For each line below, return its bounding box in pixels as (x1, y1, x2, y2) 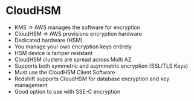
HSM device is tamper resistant (14, 49, 93, 56)
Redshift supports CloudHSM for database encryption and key (14, 75, 170, 82)
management (14, 81, 48, 88)
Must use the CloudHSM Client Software (14, 68, 115, 76)
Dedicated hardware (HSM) (14, 36, 83, 44)
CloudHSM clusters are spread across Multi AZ (14, 56, 132, 63)
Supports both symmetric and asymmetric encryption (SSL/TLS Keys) (14, 62, 189, 70)
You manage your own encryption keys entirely (14, 43, 132, 50)
